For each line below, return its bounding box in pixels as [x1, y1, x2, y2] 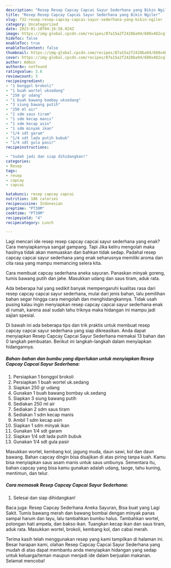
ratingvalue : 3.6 [6, 69, 43, 74]
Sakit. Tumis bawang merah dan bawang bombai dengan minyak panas [6, 510, 155, 516]
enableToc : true [6, 41, 40, 46]
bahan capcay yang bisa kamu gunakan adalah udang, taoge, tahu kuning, [6, 465, 161, 471]
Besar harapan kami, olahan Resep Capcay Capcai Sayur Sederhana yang [6, 542, 160, 548]
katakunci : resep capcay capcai [6, 192, 74, 197]
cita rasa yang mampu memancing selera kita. [6, 260, 102, 266]
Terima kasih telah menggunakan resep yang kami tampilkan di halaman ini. [6, 536, 164, 543]
